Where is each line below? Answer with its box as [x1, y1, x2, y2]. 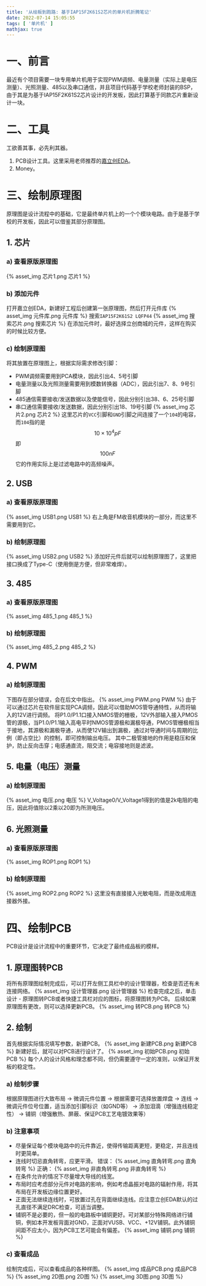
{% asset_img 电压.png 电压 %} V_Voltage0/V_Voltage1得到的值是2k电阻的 [6, 796, 193, 804]
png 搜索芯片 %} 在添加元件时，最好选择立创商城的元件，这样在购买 [24, 320, 196, 327]
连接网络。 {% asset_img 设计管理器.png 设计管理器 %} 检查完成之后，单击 [6, 988, 196, 995]
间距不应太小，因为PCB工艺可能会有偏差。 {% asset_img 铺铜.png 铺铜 [15, 1226, 195, 1234]
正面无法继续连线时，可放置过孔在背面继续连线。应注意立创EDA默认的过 [15, 1196, 198, 1203]
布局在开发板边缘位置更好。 [15, 1188, 86, 1196]
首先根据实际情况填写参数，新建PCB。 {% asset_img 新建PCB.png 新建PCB [6, 1040, 197, 1047]
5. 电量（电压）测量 [6, 762, 80, 772]
